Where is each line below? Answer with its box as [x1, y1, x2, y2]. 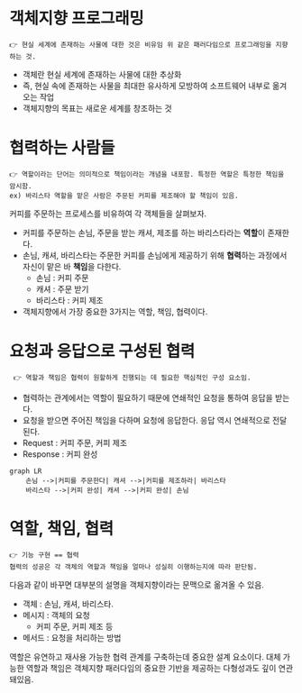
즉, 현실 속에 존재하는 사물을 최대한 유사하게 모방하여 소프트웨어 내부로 [22, 80, 270, 91]
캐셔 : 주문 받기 [35, 283, 89, 294]
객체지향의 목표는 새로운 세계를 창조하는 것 [22, 103, 173, 114]
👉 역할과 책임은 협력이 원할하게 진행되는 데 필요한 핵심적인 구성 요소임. [13, 373, 252, 382]
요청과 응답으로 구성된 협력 [9, 342, 196, 361]
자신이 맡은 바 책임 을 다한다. [22, 260, 122, 271]
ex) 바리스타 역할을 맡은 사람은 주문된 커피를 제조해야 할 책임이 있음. [9, 191, 239, 200]
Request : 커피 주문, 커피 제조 [22, 437, 128, 448]
